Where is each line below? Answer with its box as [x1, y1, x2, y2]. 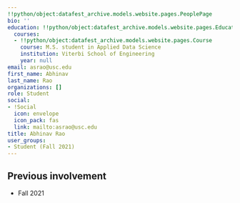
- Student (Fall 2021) [7, 144, 75, 151]
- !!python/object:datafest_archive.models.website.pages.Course [14, 37, 213, 44]
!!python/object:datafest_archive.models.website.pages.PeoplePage [7, 10, 213, 18]
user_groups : [7, 137, 46, 144]
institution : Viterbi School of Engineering [20, 51, 155, 58]
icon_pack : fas [14, 117, 59, 124]
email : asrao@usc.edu [7, 64, 72, 71]
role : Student [7, 90, 50, 97]
